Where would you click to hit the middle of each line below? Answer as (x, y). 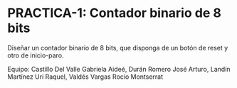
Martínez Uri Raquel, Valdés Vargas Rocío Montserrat (85, 77)
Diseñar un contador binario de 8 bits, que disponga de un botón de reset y (118, 48)
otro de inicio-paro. (36, 55)
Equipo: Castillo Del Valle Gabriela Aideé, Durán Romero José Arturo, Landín (119, 69)
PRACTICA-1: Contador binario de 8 (115, 13)
